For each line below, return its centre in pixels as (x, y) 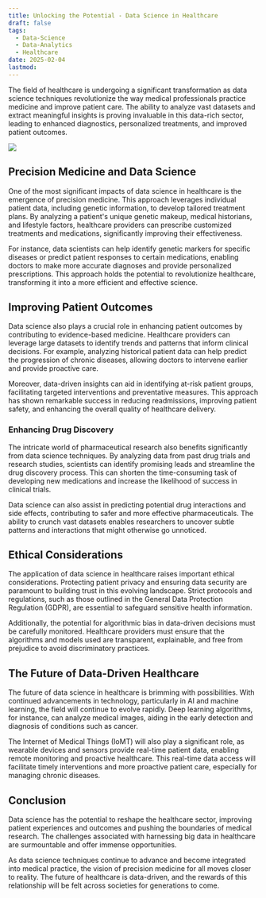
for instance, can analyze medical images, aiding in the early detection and (131, 718)
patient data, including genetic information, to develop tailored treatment (127, 208)
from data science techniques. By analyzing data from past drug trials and (129, 455)
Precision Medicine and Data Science (102, 172)
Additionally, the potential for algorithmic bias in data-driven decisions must (132, 623)
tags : (17, 30)
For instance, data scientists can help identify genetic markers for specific (129, 249)
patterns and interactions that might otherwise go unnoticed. (108, 530)
